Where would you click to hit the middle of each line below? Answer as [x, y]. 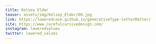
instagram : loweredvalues [33, 29]
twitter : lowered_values [32, 33]
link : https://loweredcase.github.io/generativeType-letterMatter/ [78, 19]
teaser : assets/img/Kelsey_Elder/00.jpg [49, 15]
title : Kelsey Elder [27, 10]
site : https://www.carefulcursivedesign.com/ [54, 24]
